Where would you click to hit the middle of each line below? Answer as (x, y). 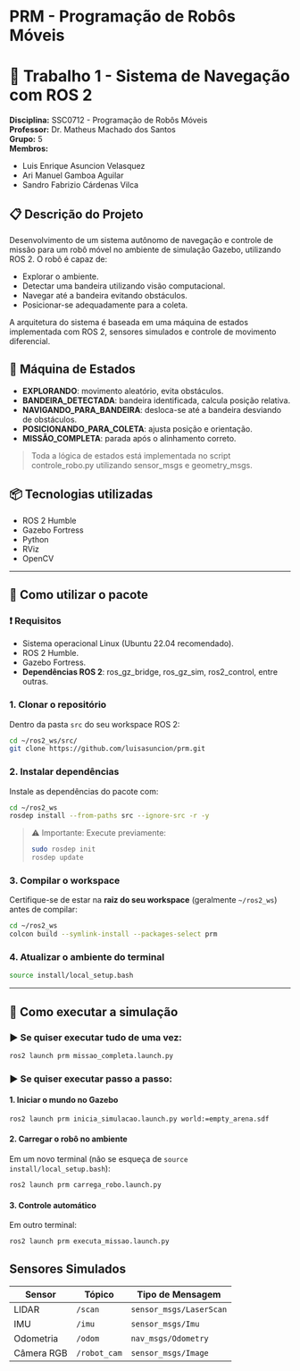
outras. (35, 682)
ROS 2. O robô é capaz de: (58, 259)
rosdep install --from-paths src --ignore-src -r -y (109, 816)
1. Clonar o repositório (58, 705)
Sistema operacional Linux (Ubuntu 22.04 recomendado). (128, 643)
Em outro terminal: (43, 1225)
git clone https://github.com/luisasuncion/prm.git (107, 749)
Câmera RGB (41, 1353)
